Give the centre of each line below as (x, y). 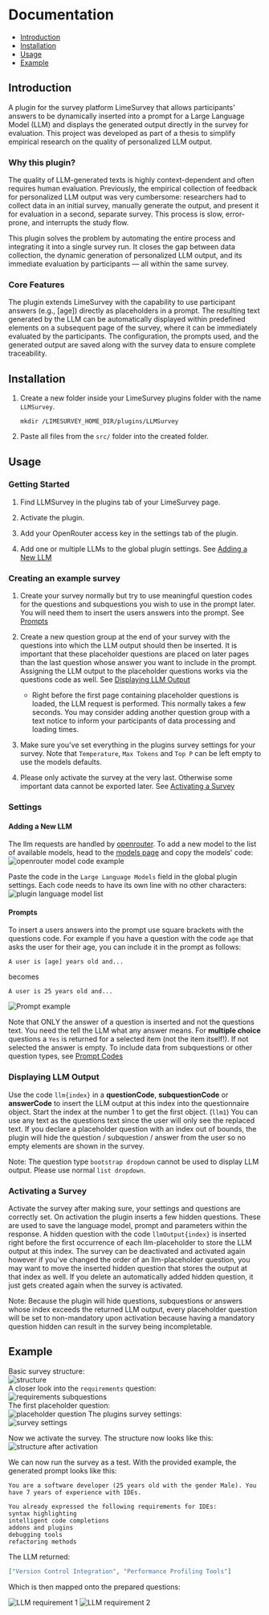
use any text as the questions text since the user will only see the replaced (132, 1120)
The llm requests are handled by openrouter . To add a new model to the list (132, 844)
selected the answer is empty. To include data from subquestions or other (130, 1048)
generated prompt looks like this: (63, 1470)
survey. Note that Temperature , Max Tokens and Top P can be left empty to (141, 754)
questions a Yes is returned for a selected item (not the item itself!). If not (128, 1039)
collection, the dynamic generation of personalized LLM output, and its (125, 256)
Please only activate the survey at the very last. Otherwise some (126, 778)
